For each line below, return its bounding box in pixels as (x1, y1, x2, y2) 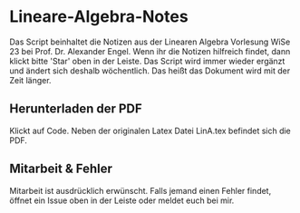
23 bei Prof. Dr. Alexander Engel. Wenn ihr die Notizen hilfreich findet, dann (9, 45, 291, 56)
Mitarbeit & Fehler (9, 161, 113, 177)
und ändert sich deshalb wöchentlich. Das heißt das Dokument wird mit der (9, 65, 291, 76)
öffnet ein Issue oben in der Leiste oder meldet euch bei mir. (9, 195, 235, 206)
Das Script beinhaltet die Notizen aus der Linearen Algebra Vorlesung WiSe (9, 36, 291, 47)
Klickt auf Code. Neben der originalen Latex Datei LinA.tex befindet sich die (9, 125, 292, 136)
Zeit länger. (9, 74, 52, 85)
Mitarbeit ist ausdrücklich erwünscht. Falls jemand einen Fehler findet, (9, 185, 272, 196)
